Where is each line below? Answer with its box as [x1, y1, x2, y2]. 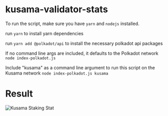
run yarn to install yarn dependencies [5, 30, 84, 36]
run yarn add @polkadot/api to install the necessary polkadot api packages [5, 40, 163, 47]
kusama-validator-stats [5, 4, 108, 15]
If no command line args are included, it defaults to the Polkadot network [5, 50, 159, 56]
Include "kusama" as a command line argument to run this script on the [5, 64, 155, 71]
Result [5, 88, 33, 100]
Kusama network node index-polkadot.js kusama [5, 70, 109, 76]
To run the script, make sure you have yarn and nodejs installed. [5, 20, 139, 27]
